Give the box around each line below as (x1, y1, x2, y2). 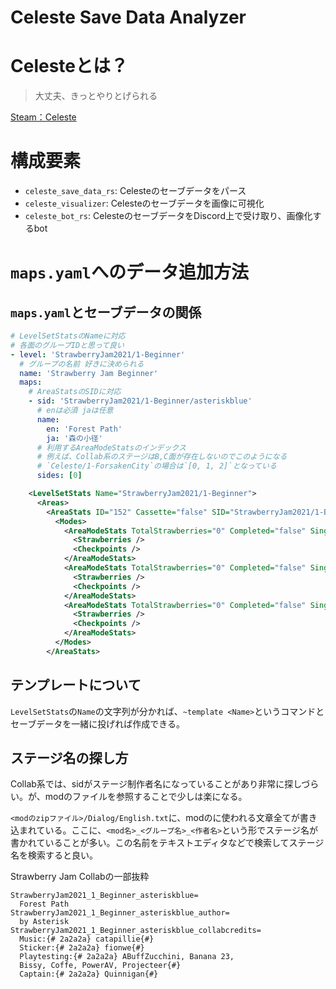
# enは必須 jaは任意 (36, 406, 114, 416)
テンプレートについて (10, 677, 142, 694)
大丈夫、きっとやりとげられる (34, 90, 158, 102)
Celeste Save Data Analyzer (10, 6, 247, 29)
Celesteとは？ (10, 55, 129, 78)
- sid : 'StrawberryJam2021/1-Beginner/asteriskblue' (28, 396, 253, 406)
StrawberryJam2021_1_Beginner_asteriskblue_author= (10, 908, 230, 918)
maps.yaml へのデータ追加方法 (10, 261, 249, 284)
